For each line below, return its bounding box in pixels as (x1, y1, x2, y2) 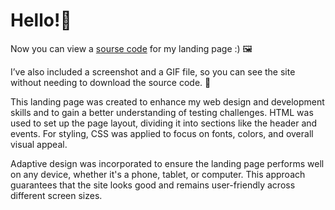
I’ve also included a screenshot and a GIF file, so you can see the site (10, 65, 296, 78)
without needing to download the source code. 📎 (10, 76, 212, 88)
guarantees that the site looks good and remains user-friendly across (10, 179, 296, 191)
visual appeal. (10, 138, 68, 150)
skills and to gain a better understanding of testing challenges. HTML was (10, 106, 314, 118)
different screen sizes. (10, 189, 103, 201)
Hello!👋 (10, 9, 72, 32)
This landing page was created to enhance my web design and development (10, 95, 325, 108)
